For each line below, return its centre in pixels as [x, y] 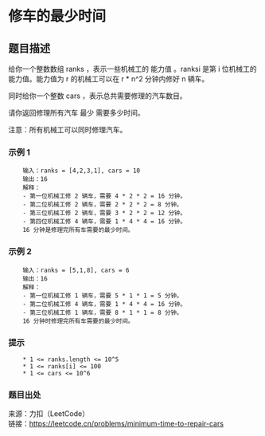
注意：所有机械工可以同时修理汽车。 [68, 130]
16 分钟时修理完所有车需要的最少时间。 [78, 321]
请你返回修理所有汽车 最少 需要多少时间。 [76, 113]
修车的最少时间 [57, 16]
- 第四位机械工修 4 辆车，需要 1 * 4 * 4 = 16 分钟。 [105, 222]
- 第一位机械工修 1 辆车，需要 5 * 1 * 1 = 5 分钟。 [103, 296]
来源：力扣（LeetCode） [49, 414]
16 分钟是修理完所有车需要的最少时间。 [78, 230]
